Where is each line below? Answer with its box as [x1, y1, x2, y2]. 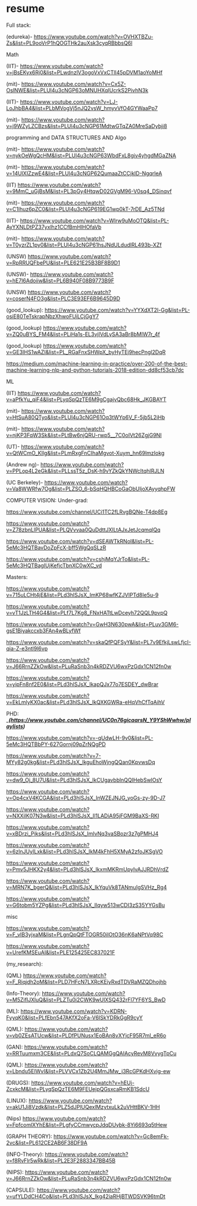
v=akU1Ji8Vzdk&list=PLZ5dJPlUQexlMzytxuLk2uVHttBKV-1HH [6, 1103, 160, 1110]
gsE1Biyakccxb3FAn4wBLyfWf [6, 627, 81, 634]
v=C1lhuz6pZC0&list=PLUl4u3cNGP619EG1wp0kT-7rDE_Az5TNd [6, 205, 165, 213]
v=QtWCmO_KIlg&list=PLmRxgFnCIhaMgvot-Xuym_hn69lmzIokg [6, 449, 165, 456]
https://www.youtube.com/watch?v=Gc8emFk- [53, 1133, 169, 1140]
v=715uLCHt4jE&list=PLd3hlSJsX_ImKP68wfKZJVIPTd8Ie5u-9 [6, 591, 159, 598]
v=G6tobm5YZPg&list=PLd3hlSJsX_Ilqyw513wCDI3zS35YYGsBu [6, 902, 165, 909]
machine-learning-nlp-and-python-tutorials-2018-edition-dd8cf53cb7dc [6, 366, 185, 374]
